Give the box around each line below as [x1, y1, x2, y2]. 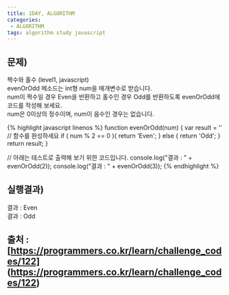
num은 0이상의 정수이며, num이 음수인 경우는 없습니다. [7, 110, 154, 118]
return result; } [7, 140, 48, 148]
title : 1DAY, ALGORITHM [7, 10, 75, 17]
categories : [7, 16, 41, 23]
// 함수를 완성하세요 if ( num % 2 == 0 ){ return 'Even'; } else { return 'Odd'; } [7, 131, 221, 140]
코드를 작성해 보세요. [7, 101, 62, 110]
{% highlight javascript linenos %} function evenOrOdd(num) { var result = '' [7, 124, 223, 132]
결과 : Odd [7, 211, 36, 220]
